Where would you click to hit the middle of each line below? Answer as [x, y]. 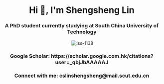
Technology [82, 32]
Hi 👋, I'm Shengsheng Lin [82, 10]
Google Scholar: [30, 56]
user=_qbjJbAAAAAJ [82, 63]
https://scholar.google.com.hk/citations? [102, 56]
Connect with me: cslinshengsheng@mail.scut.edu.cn [82, 76]
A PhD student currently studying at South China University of [82, 26]
